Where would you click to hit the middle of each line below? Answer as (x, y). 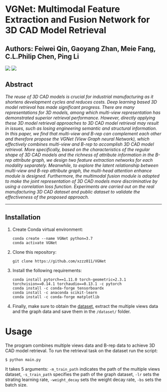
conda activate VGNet (35, 243)
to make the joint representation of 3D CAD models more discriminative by (82, 181)
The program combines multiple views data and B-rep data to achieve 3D (80, 345)
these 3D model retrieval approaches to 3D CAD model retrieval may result (82, 123)
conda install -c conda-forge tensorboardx (58, 288)
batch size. (16, 385)
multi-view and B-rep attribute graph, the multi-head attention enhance (79, 171)
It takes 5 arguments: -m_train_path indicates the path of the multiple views (83, 369)
